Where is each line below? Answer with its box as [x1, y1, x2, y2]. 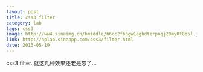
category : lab [6, 20, 42, 26]
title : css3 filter [6, 14, 56, 20]
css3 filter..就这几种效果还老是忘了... [6, 59, 97, 67]
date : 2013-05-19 [6, 43, 50, 49]
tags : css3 [6, 25, 34, 32]
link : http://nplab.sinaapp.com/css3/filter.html [6, 37, 134, 43]
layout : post [6, 8, 39, 15]
